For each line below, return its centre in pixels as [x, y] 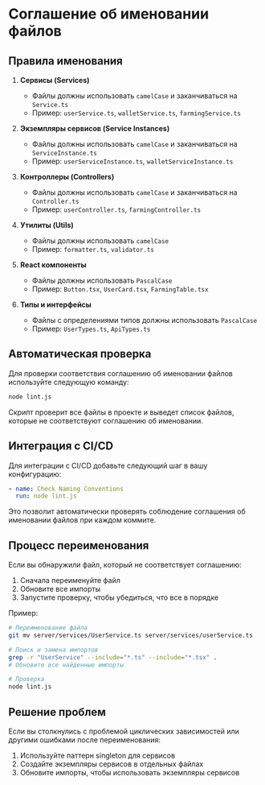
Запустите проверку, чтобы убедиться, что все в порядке [119, 597]
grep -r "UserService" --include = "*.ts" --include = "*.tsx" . [113, 657]
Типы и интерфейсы [56, 304]
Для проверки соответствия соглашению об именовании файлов [120, 373]
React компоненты [53, 265]
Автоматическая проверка [80, 354]
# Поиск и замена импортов [53, 650]
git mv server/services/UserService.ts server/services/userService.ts [130, 635]
